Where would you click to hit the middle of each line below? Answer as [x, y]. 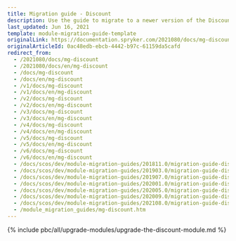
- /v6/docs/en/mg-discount [53, 158]
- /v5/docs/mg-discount [48, 138]
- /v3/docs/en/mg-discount [53, 118]
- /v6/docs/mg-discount [48, 151]
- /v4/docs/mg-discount [48, 125]
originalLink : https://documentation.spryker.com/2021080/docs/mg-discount [120, 40]
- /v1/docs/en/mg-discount [53, 92]
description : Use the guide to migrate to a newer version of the [106, 20]
